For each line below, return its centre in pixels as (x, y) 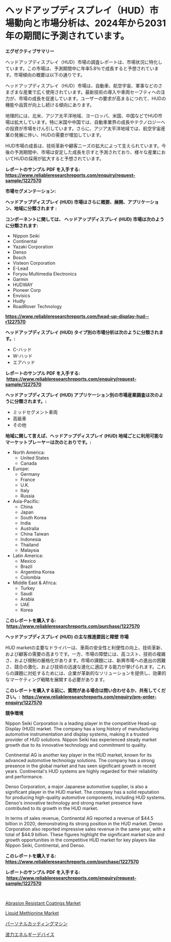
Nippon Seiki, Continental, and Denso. (45, 845)
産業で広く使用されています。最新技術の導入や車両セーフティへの (92, 92)
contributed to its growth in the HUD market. (52, 808)
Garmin (20, 279)
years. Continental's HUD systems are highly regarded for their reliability (82, 771)
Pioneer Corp (27, 290)
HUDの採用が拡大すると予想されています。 (59, 158)
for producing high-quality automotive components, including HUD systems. (86, 797)
